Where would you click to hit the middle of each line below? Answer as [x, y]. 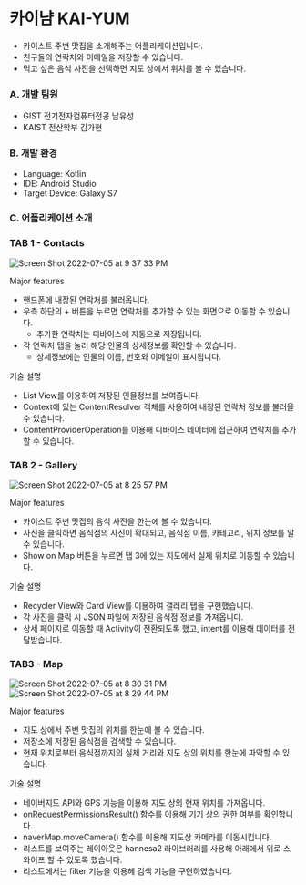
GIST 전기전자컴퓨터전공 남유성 [78, 116]
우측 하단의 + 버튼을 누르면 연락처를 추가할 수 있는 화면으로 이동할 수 [144, 311]
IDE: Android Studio [60, 183]
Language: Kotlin [54, 173]
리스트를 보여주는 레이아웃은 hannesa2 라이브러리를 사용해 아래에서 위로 [152, 849]
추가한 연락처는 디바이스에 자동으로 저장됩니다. [119, 334]
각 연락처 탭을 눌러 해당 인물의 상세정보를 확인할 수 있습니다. [129, 345]
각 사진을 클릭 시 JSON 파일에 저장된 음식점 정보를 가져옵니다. [133, 617]
